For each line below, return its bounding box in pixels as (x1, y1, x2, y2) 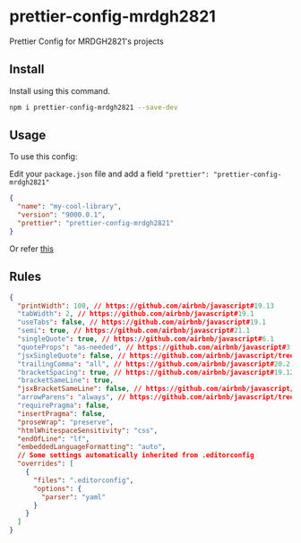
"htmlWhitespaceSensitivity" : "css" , (17, 426, 159, 435)
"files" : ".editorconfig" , (32, 476, 134, 485)
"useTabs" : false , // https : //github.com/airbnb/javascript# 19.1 (17, 318, 267, 327)
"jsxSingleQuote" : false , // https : (17, 351, 154, 360)
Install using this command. (9, 85, 110, 96)
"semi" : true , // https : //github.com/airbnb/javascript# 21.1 (17, 327, 251, 335)
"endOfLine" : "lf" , (17, 434, 90, 444)
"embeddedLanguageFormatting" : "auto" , (17, 443, 167, 452)
